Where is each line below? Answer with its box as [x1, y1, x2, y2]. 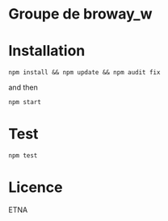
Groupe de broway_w [8, 5, 153, 23]
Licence [8, 178, 63, 197]
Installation [8, 42, 86, 60]
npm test [8, 152, 38, 160]
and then [8, 82, 38, 93]
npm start [8, 98, 42, 106]
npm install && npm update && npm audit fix [8, 69, 161, 77]
